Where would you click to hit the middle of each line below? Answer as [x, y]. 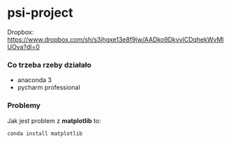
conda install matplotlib [45, 134]
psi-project [40, 13]
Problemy [24, 106]
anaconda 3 [35, 80]
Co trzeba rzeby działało [50, 65]
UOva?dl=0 [23, 47]
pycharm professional [49, 88]
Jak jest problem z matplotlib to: [54, 120]
